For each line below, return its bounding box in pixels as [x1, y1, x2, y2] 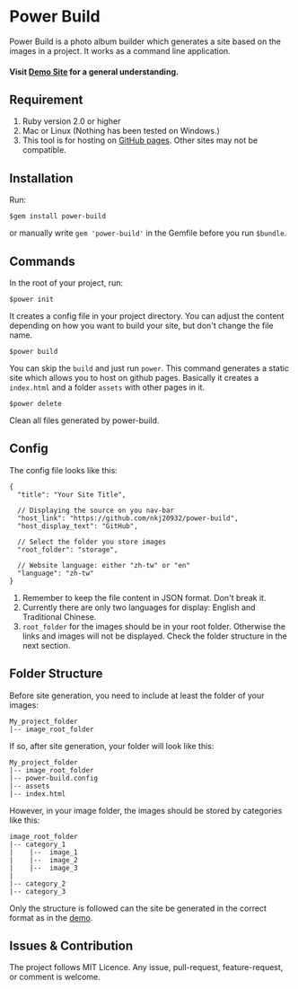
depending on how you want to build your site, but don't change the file [9, 320, 274, 331]
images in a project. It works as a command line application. [9, 45, 231, 56]
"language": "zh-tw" [17, 569, 94, 578]
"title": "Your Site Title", [17, 490, 127, 499]
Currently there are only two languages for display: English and [22, 602, 256, 613]
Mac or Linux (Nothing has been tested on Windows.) [22, 126, 220, 137]
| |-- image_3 [9, 863, 78, 872]
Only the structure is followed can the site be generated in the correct [9, 903, 267, 914]
